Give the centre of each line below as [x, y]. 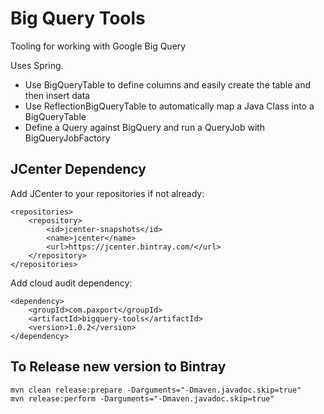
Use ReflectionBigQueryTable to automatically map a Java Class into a [169, 106]
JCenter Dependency [78, 169]
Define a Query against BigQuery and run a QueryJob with [145, 127]
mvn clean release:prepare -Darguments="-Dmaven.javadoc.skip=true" [156, 390]
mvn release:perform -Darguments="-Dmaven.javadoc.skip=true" [142, 398]
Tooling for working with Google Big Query [98, 46]
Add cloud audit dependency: [71, 283]
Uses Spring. [37, 65]
